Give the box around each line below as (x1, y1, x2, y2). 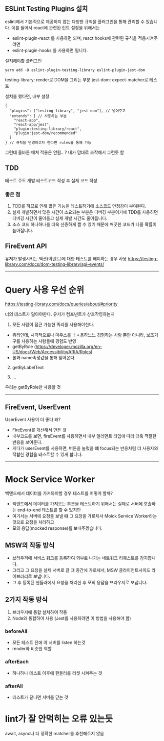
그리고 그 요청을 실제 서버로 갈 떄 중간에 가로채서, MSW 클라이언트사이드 (12, 568, 151, 573)
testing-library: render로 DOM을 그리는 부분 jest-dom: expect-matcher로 (5, 76, 148, 82)
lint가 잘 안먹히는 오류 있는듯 (5, 714, 113, 724)
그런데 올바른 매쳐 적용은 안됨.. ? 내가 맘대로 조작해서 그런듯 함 (5, 149, 124, 155)
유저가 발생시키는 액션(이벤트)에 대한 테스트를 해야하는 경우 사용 (5, 255, 127, 261)
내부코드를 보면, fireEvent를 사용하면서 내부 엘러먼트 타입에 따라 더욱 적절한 (12, 433, 157, 439)
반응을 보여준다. (12, 439, 42, 445)
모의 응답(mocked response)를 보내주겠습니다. (12, 525, 102, 531)
